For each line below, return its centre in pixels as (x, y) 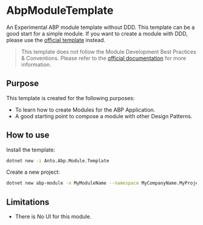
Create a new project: (33, 172)
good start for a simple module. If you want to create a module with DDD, (97, 33)
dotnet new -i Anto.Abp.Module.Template (58, 160)
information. (36, 65)
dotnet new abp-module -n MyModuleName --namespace (72, 183)
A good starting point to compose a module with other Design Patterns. (104, 116)
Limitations (28, 202)
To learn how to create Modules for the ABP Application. (85, 110)
